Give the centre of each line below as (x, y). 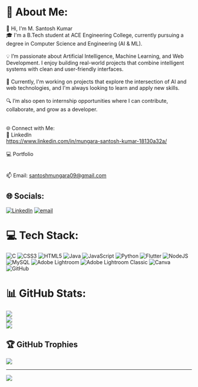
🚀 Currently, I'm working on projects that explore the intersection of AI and (96, 82)
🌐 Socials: (25, 196)
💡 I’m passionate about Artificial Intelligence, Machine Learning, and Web (95, 56)
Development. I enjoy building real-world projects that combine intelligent (95, 63)
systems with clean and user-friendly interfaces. (65, 69)
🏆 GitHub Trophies (42, 345)
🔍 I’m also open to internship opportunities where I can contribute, (87, 100)
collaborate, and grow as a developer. (52, 109)
